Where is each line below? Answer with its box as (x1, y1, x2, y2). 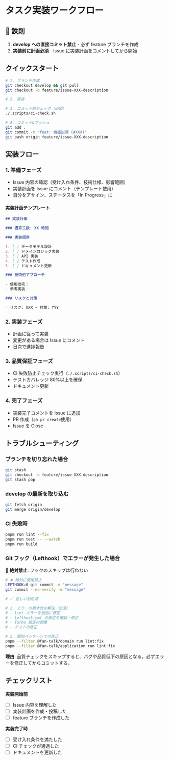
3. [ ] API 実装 (5, 253, 38, 259)
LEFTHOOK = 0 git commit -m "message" (5, 583, 83, 588)
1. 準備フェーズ (5, 166, 42, 173)
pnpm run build (5, 542, 38, 547)
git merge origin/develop (5, 507, 60, 512)
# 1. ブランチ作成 (5, 78, 40, 83)
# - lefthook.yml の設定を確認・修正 (5, 615, 79, 621)
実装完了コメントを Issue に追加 (12, 410, 81, 416)
